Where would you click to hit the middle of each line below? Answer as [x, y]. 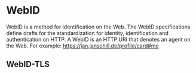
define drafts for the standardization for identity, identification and [87, 33]
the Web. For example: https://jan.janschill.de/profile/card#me [83, 46]
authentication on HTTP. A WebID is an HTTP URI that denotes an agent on [98, 39]
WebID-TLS [28, 64]
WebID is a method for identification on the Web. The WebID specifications [98, 27]
